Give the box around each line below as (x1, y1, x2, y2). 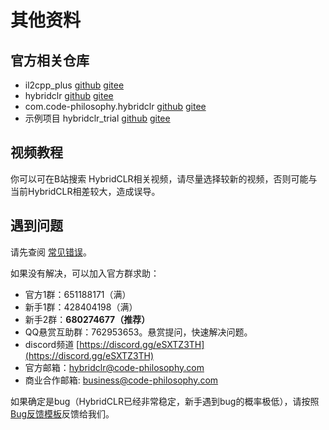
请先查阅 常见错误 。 (10, 246, 92, 258)
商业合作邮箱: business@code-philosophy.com (24, 374, 219, 386)
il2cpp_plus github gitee (24, 79, 125, 91)
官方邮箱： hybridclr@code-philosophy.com (24, 361, 205, 373)
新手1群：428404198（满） (24, 301, 138, 313)
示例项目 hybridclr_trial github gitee (24, 112, 171, 124)
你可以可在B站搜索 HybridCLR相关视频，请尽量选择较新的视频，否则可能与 (10, 172, 318, 185)
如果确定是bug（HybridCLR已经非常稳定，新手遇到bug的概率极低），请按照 (10, 395, 320, 407)
